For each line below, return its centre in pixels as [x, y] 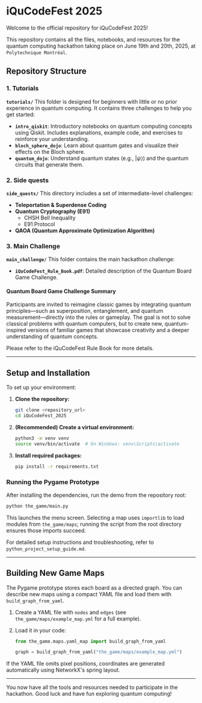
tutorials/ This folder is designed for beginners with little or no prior [92, 101]
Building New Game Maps [56, 573]
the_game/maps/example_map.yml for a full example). [78, 619]
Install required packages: [48, 455]
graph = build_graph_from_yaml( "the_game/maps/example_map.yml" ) [98, 652]
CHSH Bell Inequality [50, 218]
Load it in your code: [40, 630]
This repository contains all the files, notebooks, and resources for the [93, 39]
